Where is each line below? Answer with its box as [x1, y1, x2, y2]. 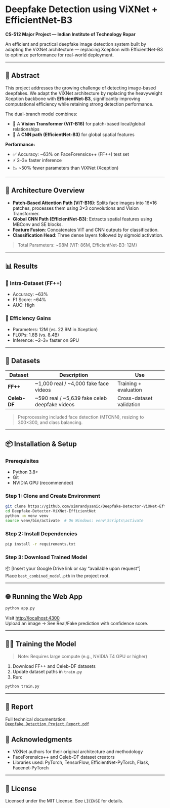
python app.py [5, 606, 35, 611]
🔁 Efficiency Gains [5, 315, 52, 322]
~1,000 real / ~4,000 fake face [34, 380, 109, 387]
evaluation [117, 386, 143, 394]
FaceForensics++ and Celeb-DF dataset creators [12, 754, 115, 760]
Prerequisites [5, 457, 39, 464]
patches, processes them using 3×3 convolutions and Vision [12, 205, 139, 211]
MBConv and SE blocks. [12, 221, 63, 227]
